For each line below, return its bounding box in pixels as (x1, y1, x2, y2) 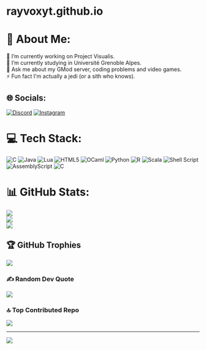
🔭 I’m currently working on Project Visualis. (6, 53, 115, 60)
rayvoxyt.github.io (6, 4, 103, 18)
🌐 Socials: (6, 93, 47, 103)
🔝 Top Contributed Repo (6, 305, 80, 314)
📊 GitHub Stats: (6, 185, 90, 199)
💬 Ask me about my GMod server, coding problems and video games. (6, 66, 182, 73)
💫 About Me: (6, 32, 71, 47)
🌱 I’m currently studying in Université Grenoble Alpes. (6, 59, 142, 67)
